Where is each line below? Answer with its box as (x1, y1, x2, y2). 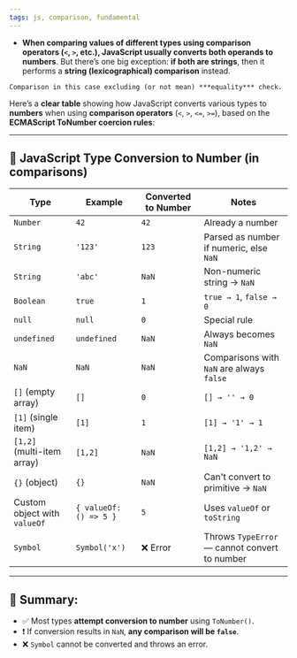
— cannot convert (203, 541, 278, 554)
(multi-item (13, 446, 62, 458)
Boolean (13, 296, 46, 306)
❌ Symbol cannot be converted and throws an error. (21, 639, 209, 650)
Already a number (203, 217, 278, 229)
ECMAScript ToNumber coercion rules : (9, 117, 156, 127)
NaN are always (203, 363, 265, 375)
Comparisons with (203, 351, 280, 363)
